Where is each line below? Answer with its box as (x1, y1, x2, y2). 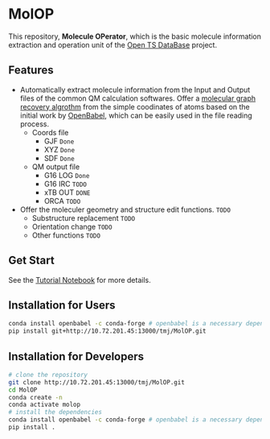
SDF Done (43, 153, 75, 163)
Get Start (8, 254, 55, 267)
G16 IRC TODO (43, 179, 87, 188)
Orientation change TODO (31, 222, 112, 231)
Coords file (31, 127, 69, 137)
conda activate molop (8, 400, 81, 409)
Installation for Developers (8, 350, 145, 363)
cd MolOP (8, 386, 38, 394)
